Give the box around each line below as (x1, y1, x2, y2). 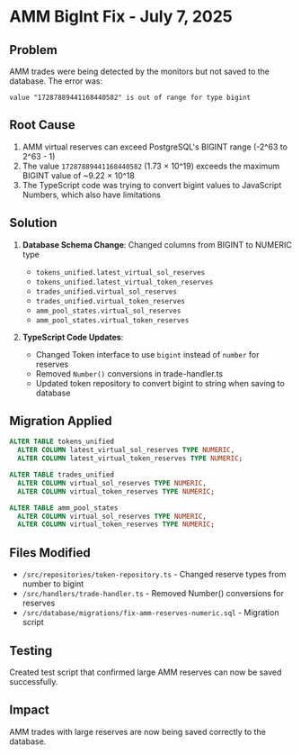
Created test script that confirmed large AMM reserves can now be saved (9, 667, 282, 677)
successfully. (9, 676, 58, 686)
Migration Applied (9, 413, 112, 429)
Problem (9, 42, 58, 58)
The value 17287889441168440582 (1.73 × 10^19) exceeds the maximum (22, 160, 280, 171)
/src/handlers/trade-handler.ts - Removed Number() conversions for (22, 588, 285, 599)
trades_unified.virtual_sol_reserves (35, 286, 178, 296)
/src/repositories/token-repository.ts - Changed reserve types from (22, 569, 287, 580)
